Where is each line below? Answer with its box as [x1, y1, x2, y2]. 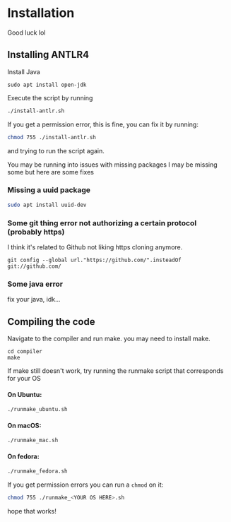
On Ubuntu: [7, 390, 42, 398]
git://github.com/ [7, 263, 61, 270]
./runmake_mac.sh [7, 437, 59, 444]
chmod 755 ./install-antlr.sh [7, 134, 97, 141]
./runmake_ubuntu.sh [7, 406, 69, 413]
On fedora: [7, 452, 40, 461]
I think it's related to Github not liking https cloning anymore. [7, 242, 183, 251]
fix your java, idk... [7, 295, 61, 304]
